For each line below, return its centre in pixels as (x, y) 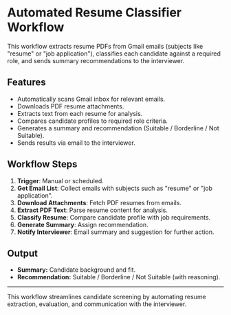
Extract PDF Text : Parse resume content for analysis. (92, 210)
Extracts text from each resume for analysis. (80, 113)
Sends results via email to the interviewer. (76, 143)
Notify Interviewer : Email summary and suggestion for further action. (115, 232)
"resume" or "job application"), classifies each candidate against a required (114, 54)
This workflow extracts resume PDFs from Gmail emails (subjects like (105, 46)
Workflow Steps (42, 164)
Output (22, 253)
